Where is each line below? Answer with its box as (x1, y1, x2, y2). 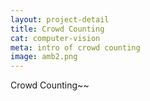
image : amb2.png (10, 52, 78, 62)
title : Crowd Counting (10, 24, 105, 34)
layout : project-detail (10, 14, 110, 25)
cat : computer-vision (10, 33, 101, 43)
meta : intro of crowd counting (10, 42, 141, 53)
